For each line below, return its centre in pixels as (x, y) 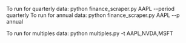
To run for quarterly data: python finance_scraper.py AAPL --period (90, 9)
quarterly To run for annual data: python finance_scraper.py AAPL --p (93, 15)
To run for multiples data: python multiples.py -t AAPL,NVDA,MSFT (90, 33)
